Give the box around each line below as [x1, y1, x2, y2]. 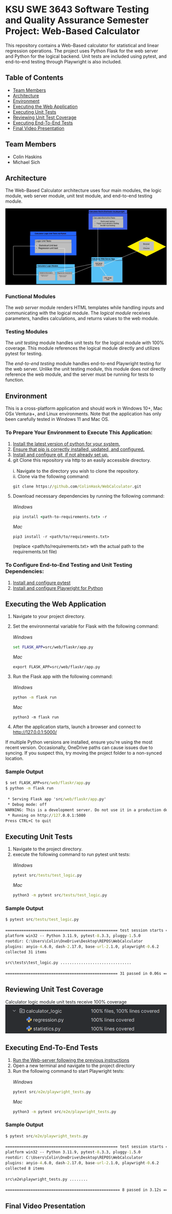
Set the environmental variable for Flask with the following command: [12, 623, 159, 629]
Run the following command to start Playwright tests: [12, 1068, 124, 1074]
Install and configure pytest [12, 580, 71, 586]
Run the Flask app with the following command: [12, 673, 113, 679]
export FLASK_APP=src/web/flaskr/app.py [12, 665, 100, 670]
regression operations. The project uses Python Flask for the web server [5, 48, 158, 54]
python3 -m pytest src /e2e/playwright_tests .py [12, 1109, 116, 1114]
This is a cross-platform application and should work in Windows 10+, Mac [5, 406, 163, 412]
